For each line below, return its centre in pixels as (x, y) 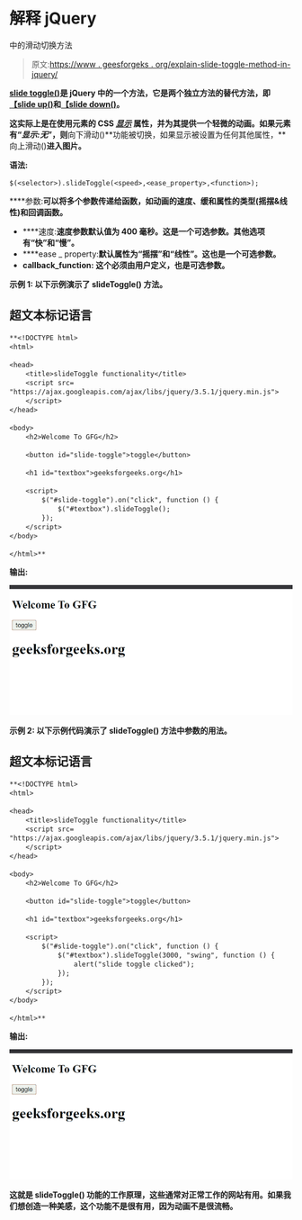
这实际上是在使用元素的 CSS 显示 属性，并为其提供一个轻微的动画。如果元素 (150, 123)
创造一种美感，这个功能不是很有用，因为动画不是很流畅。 (131, 1206)
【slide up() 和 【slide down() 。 (67, 104)
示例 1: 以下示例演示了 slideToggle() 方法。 (89, 284)
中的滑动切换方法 (41, 45)
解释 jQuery (53, 18)
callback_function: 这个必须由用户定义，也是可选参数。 (126, 265)
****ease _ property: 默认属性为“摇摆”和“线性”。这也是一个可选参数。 (151, 254)
